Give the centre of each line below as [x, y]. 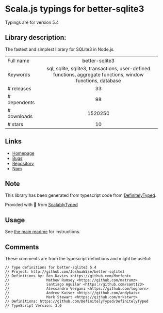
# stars [15, 124]
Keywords [19, 75]
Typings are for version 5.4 [32, 22]
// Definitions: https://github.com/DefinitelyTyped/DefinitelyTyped [77, 301]
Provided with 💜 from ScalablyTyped [41, 205]
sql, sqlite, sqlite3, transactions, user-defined [98, 68]
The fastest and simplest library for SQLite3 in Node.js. [60, 49]
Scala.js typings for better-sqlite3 [75, 9]
